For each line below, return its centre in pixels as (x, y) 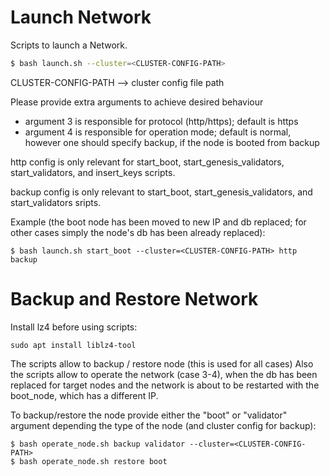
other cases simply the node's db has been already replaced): (138, 232)
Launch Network (81, 17)
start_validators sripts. (56, 202)
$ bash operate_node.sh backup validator (98, 444)
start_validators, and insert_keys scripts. (93, 172)
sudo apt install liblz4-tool (73, 345)
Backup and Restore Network (134, 299)
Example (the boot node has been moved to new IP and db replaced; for (158, 222)
